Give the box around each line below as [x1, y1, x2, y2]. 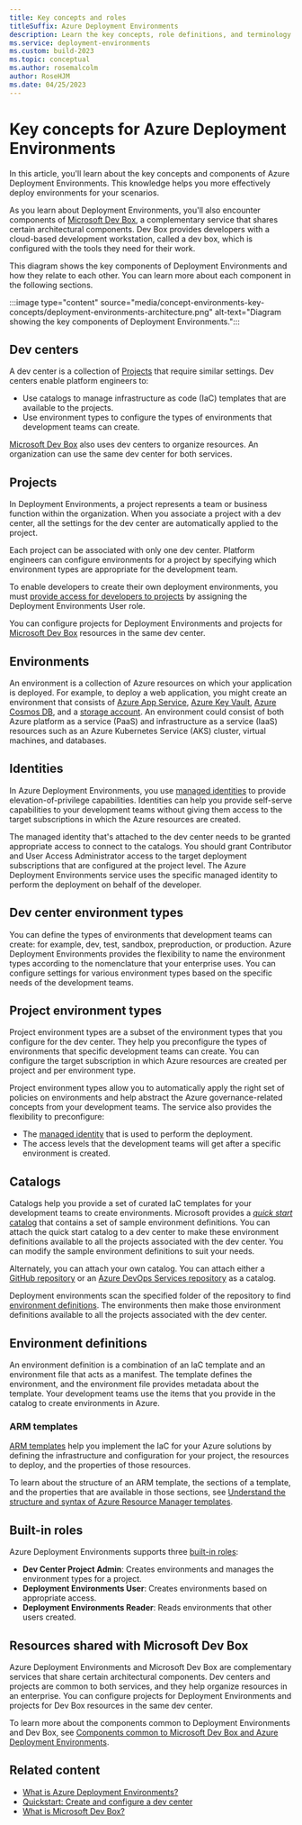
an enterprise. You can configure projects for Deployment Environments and [9, 1690, 292, 1701]
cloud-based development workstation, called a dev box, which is [9, 233, 253, 244]
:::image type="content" [9, 296, 99, 307]
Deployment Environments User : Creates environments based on [22, 1583, 268, 1594]
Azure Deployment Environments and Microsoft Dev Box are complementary [9, 1661, 292, 1672]
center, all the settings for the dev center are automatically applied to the [9, 518, 279, 529]
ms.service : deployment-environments [9, 38, 151, 48]
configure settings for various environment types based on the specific [9, 967, 272, 978]
